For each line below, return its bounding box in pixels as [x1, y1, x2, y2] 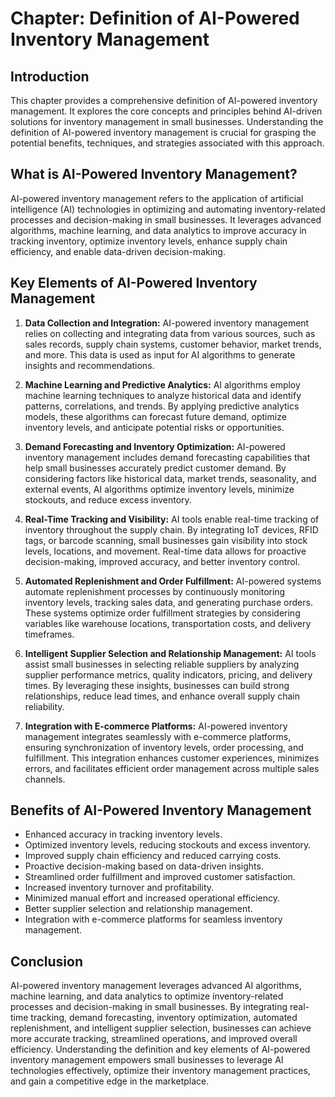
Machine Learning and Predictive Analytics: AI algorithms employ [24, 378, 301, 391]
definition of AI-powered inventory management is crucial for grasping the [10, 127, 317, 138]
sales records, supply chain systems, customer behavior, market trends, [24, 338, 322, 350]
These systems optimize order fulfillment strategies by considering [24, 607, 301, 619]
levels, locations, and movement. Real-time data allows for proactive [24, 545, 307, 557]
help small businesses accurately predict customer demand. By [24, 462, 287, 474]
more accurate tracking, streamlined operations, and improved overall [10, 1033, 298, 1045]
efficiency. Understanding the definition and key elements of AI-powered [10, 1043, 311, 1056]
